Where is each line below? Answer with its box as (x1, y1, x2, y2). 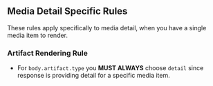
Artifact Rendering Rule (7, 48, 89, 58)
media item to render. (7, 31, 68, 39)
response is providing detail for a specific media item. (17, 72, 171, 80)
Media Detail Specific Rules (7, 6, 128, 17)
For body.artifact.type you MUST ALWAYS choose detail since (17, 64, 204, 72)
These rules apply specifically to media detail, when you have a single (7, 23, 207, 32)
